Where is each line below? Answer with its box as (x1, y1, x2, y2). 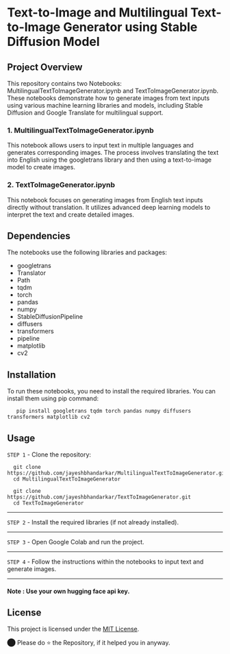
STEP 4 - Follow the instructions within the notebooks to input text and (7, 557, 204, 566)
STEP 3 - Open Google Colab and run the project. (7, 538, 145, 546)
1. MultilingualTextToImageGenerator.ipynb (7, 125, 154, 135)
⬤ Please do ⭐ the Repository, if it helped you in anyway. (7, 639, 170, 647)
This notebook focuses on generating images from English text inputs (7, 195, 203, 204)
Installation (7, 369, 56, 380)
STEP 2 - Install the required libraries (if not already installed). (7, 518, 179, 526)
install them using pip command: (7, 394, 99, 402)
